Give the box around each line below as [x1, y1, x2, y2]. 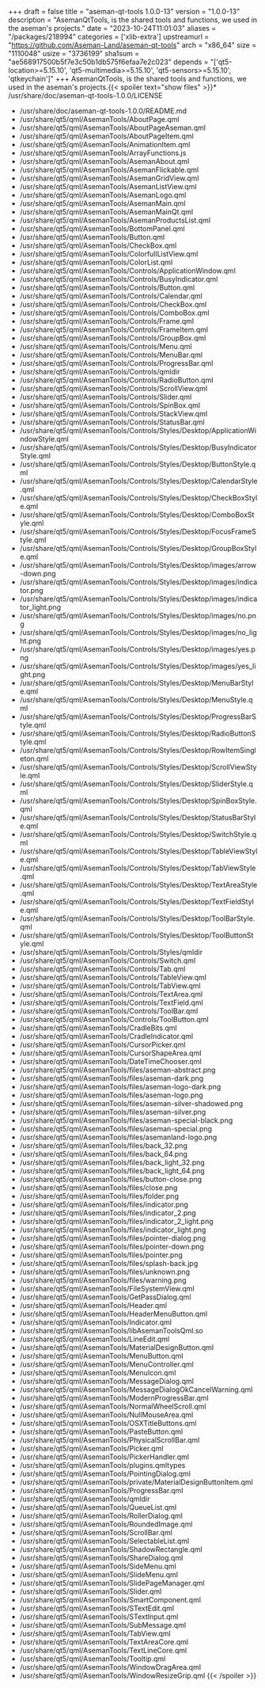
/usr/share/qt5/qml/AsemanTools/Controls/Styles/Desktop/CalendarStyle [19, 477, 258, 485]
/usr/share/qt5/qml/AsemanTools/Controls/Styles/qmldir [19, 948, 203, 956]
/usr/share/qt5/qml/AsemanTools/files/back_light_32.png [19, 1158, 206, 1167]
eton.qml [19, 754, 49, 763]
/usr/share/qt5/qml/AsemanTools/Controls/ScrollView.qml [19, 384, 208, 393]
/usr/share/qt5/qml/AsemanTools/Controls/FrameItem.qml [19, 325, 209, 334]
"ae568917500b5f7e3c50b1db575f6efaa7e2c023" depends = [8, 57, 209, 67]
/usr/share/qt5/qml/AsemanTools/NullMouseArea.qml [19, 1410, 194, 1420]
